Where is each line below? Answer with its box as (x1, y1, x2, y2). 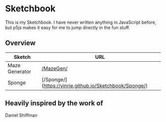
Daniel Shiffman (5, 112, 38, 118)
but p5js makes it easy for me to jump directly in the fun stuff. (5, 24, 130, 30)
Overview (5, 39, 36, 47)
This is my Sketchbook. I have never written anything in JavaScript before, (5, 19, 157, 25)
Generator (7, 68, 31, 75)
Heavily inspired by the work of (5, 99, 103, 108)
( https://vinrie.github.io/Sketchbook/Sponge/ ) (41, 82, 148, 89)
